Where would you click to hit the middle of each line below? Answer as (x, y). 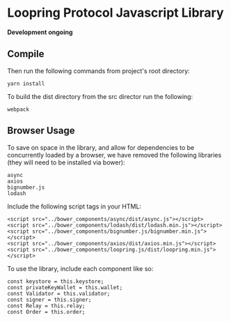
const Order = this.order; (46, 312)
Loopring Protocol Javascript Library (115, 13)
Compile (26, 54)
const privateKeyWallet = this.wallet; (65, 287)
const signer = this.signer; (49, 300)
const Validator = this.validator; (59, 293)
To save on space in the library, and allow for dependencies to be (101, 147)
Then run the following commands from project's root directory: (98, 70)
